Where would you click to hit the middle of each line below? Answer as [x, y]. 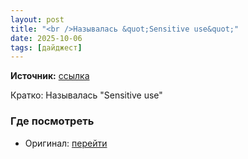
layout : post [37, 19]
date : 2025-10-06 [46, 38]
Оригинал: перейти [66, 143]
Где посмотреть [52, 121]
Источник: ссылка [50, 76]
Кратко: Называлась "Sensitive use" [86, 95]
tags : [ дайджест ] [46, 47]
